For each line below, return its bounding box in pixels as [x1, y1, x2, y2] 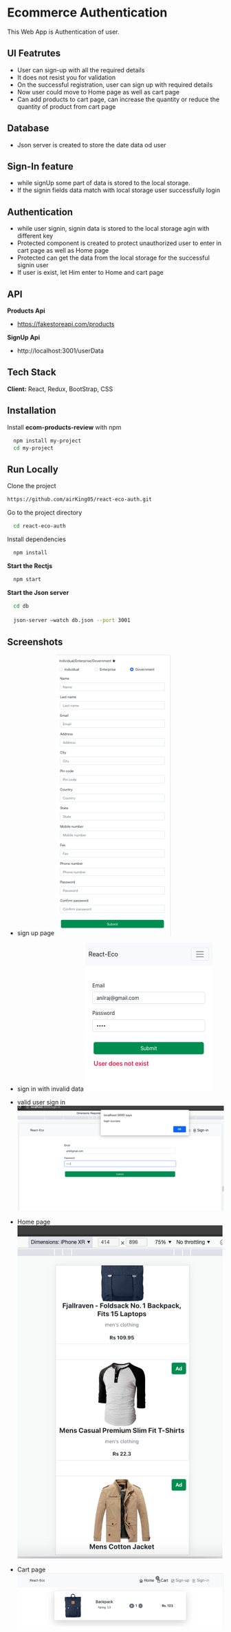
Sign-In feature [7, 160, 74, 172]
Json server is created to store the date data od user [16, 140, 166, 149]
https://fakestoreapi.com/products [16, 320, 115, 328]
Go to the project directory [7, 508, 82, 517]
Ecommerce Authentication [7, 5, 168, 21]
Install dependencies [7, 535, 67, 543]
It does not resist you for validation [16, 73, 115, 81]
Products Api [7, 306, 46, 315]
